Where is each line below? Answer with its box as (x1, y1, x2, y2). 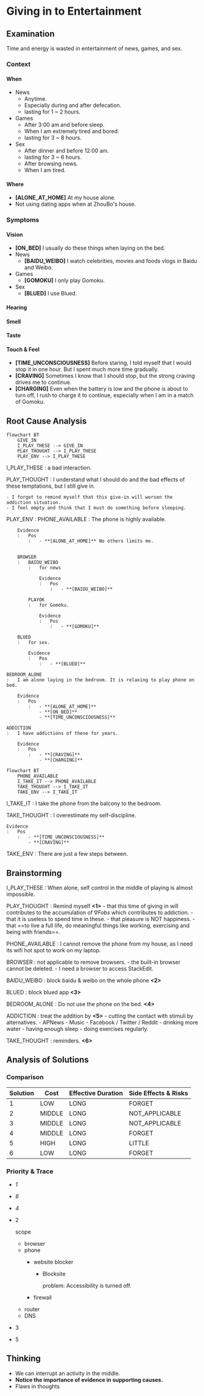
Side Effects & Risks (128, 1088, 189, 1097)
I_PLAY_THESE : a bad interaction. (6, 464, 92, 471)
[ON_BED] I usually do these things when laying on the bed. (15, 244, 166, 251)
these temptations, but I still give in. (6, 482, 96, 490)
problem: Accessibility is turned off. (42, 1282, 132, 1289)
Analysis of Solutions (6, 1055, 90, 1065)
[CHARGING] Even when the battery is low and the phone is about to (15, 385, 188, 392)
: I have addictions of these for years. (6, 731, 119, 737)
